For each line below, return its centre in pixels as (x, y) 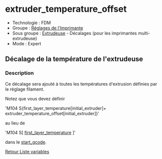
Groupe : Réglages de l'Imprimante (48, 28)
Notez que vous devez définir (35, 98)
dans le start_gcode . (26, 142)
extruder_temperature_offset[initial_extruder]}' (52, 113)
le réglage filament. (25, 89)
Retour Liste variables (27, 152)
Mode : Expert (27, 43)
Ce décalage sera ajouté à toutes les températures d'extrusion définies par (81, 84)
